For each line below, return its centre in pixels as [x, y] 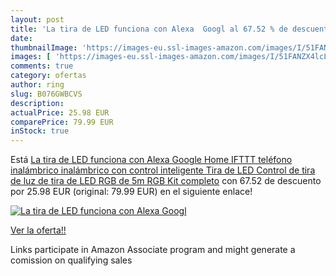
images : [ [31, 57]
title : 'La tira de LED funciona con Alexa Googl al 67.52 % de [149, 29]
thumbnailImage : [44, 47]
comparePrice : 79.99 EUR [62, 122]
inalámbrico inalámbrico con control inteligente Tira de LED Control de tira [163, 170]
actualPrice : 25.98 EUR [60, 112]
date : [21, 38]
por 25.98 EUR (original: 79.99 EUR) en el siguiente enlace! [131, 192]
